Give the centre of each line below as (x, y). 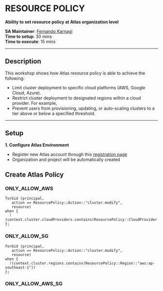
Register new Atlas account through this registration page (70, 154)
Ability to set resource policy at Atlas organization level (62, 22)
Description (23, 61)
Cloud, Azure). (26, 93)
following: (15, 78)
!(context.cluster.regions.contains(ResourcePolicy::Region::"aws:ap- (82, 263)
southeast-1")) (20, 267)
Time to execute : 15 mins (30, 41)
